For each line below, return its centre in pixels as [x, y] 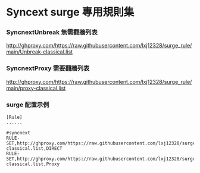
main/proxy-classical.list [36, 88]
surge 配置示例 [28, 105]
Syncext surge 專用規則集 [70, 12]
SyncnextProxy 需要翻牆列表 [48, 68]
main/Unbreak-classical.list [40, 52]
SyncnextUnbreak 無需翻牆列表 [52, 32]
